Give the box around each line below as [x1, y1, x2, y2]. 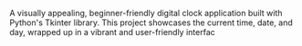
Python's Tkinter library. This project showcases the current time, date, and [9, 17, 294, 28]
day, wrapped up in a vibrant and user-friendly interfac [9, 27, 216, 37]
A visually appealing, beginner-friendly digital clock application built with [9, 8, 283, 18]
